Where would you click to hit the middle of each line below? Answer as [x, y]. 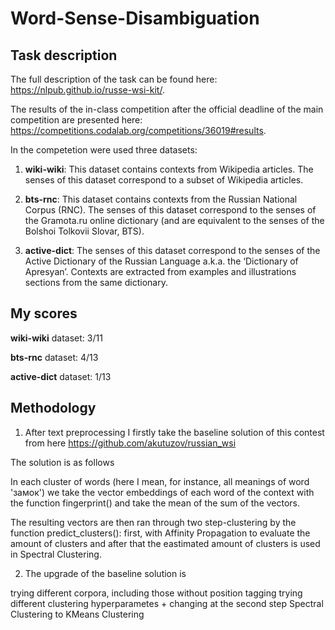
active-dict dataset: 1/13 [61, 376]
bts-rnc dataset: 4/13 [54, 357]
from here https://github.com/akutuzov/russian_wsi [130, 443]
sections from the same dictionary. [96, 282]
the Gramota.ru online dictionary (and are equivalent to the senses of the [174, 220]
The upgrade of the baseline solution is [105, 573]
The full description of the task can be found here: [114, 79]
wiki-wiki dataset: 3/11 [56, 338]
